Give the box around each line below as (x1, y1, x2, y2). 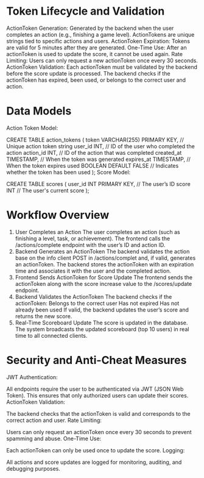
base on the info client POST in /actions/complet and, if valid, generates (15, 254, 196, 262)
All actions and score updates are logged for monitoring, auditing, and (6, 458, 182, 466)
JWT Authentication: (6, 373, 58, 380)
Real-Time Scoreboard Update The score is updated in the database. (15, 319, 188, 326)
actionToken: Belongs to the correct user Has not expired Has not (15, 299, 180, 307)
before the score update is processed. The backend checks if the (6, 70, 171, 77)
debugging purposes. (6, 465, 61, 472)
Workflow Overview (6, 209, 110, 222)
